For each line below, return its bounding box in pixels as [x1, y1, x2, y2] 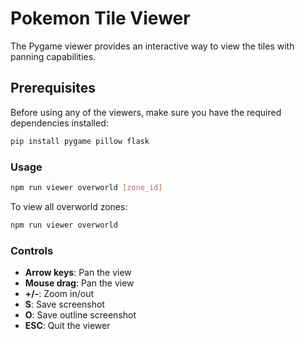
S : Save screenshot [24, 298, 105, 310]
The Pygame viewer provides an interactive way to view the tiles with [10, 40, 295, 52]
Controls [10, 243, 54, 257]
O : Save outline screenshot [24, 308, 137, 321]
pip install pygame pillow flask [10, 136, 150, 146]
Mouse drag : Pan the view [24, 277, 135, 289]
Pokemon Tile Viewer [10, 7, 191, 30]
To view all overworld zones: [10, 200, 128, 212]
